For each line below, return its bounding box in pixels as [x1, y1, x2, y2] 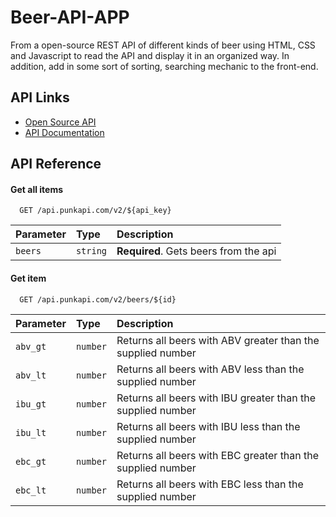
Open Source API [24, 116, 97, 128]
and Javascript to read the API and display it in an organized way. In [10, 49, 290, 61]
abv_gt [15, 341, 47, 352]
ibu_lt [15, 427, 47, 438]
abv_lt [15, 369, 47, 381]
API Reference [10, 156, 102, 173]
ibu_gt [15, 398, 47, 410]
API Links [10, 89, 70, 106]
